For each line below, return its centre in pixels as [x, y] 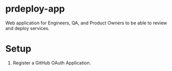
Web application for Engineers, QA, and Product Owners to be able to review [86, 23]
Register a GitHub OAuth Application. [52, 63]
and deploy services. [27, 28]
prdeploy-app [35, 9]
